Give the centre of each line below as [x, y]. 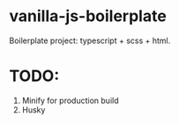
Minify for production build [70, 100]
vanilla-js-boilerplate [88, 16]
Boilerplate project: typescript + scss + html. [90, 40]
